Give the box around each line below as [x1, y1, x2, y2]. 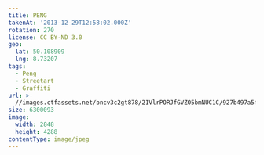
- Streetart [15, 77, 55, 85]
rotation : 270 [8, 26, 55, 34]
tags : [8, 63, 26, 70]
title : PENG [8, 11, 47, 20]
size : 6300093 [8, 106, 55, 114]
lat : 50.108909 [15, 48, 65, 56]
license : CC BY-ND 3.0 [8, 33, 82, 41]
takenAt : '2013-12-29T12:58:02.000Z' [8, 19, 132, 27]
